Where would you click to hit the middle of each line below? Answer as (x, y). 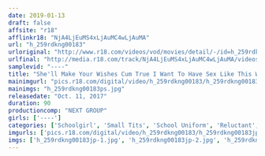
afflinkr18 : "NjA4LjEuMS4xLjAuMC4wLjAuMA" (79, 37)
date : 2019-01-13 (37, 15)
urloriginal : (30, 52)
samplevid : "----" (38, 67)
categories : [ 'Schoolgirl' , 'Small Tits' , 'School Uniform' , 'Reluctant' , (134, 125)
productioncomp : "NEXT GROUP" (58, 111)
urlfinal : (24, 60)
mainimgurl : (28, 81)
